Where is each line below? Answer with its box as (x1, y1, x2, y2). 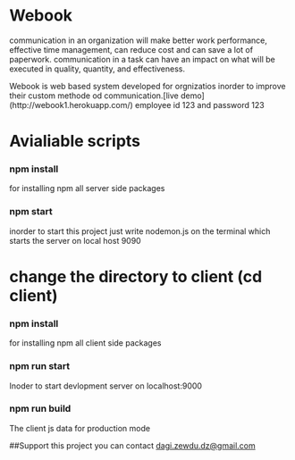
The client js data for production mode (9, 422, 150, 433)
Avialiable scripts (9, 131, 141, 152)
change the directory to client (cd (9, 266, 263, 287)
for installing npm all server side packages (9, 183, 165, 194)
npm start (9, 205, 54, 218)
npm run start (9, 360, 70, 372)
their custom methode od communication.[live (9, 90, 179, 101)
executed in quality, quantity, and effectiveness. (9, 63, 186, 74)
